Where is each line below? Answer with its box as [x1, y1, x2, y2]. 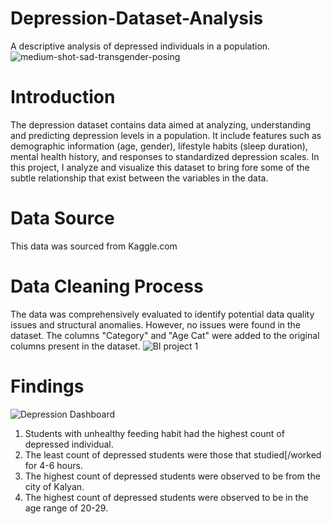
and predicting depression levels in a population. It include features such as [10, 129, 322, 141]
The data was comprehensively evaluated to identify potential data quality [10, 308, 315, 320]
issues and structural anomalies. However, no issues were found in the [10, 318, 302, 331]
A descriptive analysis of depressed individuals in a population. [10, 40, 271, 52]
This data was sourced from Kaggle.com [10, 240, 178, 252]
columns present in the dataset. [10, 340, 141, 352]
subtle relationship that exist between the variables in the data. [10, 172, 269, 184]
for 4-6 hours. [24, 459, 83, 471]
